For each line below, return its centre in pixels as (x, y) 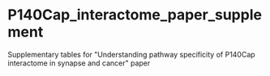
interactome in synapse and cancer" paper (79, 63)
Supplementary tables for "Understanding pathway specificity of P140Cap (132, 54)
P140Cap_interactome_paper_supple (135, 15)
